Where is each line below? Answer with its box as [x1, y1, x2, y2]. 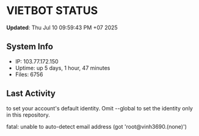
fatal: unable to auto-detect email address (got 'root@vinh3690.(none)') [6, 123, 187, 130]
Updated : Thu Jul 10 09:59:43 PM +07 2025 [6, 24, 118, 31]
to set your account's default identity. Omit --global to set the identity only [6, 104, 194, 112]
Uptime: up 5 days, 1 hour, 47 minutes [15, 64, 110, 71]
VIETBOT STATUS [6, 4, 98, 18]
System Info [6, 41, 54, 52]
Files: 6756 [15, 71, 43, 78]
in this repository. [6, 111, 50, 118]
